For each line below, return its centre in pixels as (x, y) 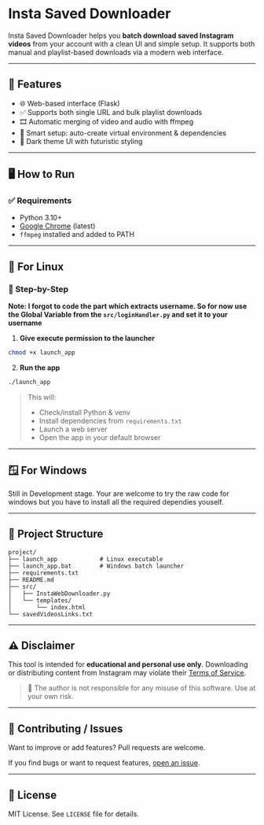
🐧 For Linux (36, 266)
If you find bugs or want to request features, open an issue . (104, 763)
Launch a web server (73, 429)
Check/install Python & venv (85, 412)
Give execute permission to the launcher (87, 339)
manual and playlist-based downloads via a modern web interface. (116, 52)
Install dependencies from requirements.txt (110, 420)
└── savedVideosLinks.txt (50, 614)
